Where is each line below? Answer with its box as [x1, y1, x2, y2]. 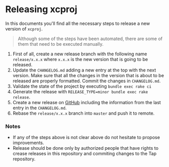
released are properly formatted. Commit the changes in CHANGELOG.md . [12, 78, 161, 84]
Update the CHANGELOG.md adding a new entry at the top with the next [12, 67, 156, 73]
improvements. [12, 140, 44, 146]
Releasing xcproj [5, 4, 77, 15]
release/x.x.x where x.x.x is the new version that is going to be [12, 56, 148, 62]
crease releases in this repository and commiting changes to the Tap [12, 151, 157, 157]
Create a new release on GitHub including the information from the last [12, 99, 161, 105]
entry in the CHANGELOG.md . [12, 105, 67, 111]
